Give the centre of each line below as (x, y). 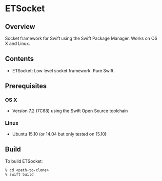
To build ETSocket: (24, 161)
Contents (20, 59)
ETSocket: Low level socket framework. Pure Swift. (63, 70)
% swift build (20, 174)
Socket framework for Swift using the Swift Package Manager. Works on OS (81, 38)
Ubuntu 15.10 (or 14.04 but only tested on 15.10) (59, 134)
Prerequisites (26, 86)
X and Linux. (18, 44)
